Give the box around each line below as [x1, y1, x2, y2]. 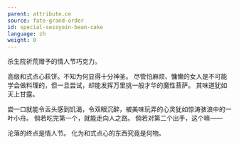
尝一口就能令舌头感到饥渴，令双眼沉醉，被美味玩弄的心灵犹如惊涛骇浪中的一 [7, 105, 232, 113]
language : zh [7, 30, 46, 38]
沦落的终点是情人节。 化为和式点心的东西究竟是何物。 [7, 129, 165, 138]
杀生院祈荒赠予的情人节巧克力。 [7, 57, 101, 66]
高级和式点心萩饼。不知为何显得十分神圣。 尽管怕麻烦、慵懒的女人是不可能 [7, 72, 228, 81]
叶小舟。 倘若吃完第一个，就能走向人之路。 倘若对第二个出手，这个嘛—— [7, 114, 223, 123]
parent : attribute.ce [7, 10, 72, 18]
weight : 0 [7, 37, 37, 44]
